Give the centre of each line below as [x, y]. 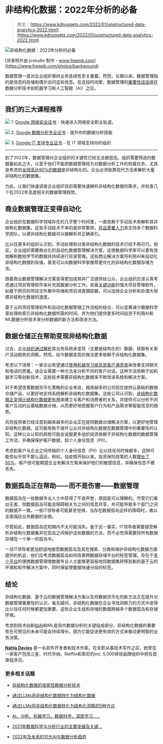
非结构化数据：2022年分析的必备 [71, 10]
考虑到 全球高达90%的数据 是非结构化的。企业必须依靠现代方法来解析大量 [82, 169]
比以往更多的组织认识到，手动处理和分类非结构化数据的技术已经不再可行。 [79, 244]
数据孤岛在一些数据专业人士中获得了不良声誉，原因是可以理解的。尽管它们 [79, 498]
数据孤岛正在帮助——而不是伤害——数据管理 [72, 485]
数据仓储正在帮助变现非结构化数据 [56, 336]
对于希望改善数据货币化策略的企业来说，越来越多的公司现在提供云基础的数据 [81, 388]
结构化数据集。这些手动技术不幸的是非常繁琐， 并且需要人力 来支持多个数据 [79, 228]
